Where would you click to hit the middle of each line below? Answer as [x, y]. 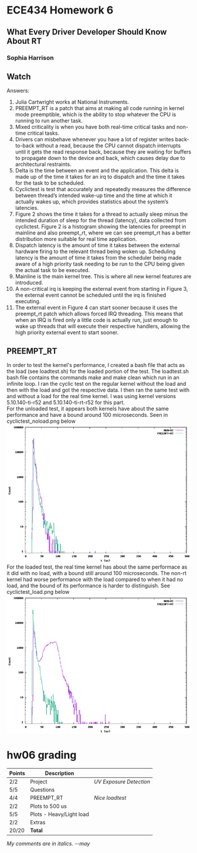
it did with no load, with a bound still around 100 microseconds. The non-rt [97, 573]
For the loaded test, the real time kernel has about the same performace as [97, 567]
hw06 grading [42, 755]
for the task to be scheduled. [50, 183]
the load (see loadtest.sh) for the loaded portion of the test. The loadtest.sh [98, 371]
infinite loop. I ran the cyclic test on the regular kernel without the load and [96, 384]
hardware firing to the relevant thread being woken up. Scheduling [95, 252]
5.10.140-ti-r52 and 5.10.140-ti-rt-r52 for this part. [66, 403]
